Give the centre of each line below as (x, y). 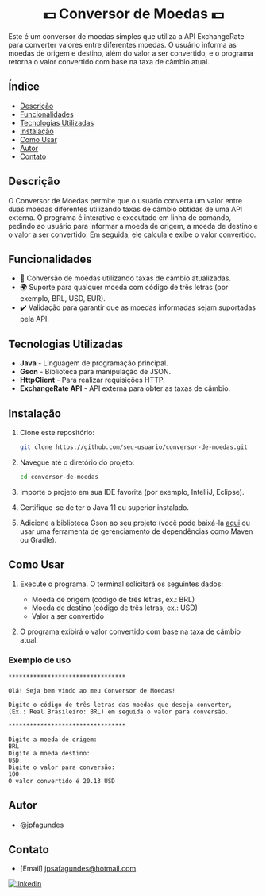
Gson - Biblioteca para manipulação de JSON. (95, 372)
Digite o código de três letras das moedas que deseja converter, (120, 705)
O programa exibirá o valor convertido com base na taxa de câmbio (130, 631)
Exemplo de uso (40, 660)
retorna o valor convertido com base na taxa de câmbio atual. (109, 61)
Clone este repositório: (57, 433)
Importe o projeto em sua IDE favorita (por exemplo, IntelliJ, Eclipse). (132, 492)
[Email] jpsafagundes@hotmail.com (78, 869)
